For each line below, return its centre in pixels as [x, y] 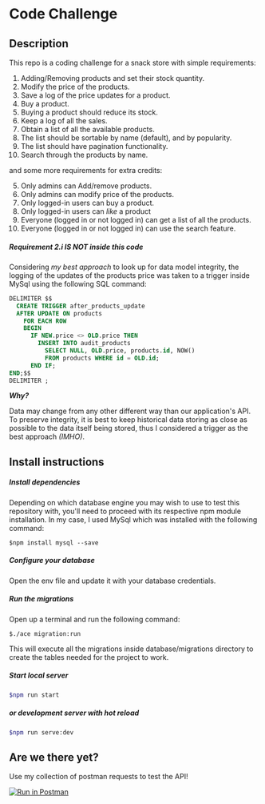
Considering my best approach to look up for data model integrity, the [124, 267]
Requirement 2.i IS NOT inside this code [76, 247]
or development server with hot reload [74, 713]
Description [39, 44]
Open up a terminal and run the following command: [95, 619]
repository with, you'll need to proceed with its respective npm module [125, 511]
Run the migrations [42, 599]
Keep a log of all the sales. [64, 121]
